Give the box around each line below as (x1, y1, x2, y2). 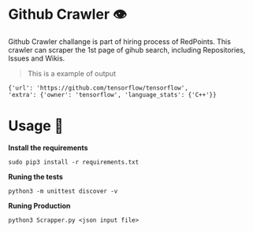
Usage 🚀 (8, 117, 64, 135)
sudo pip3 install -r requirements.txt (8, 158, 140, 166)
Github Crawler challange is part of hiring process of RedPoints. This (8, 36, 231, 46)
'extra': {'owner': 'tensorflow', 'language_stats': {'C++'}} (8, 90, 217, 98)
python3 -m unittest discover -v (8, 187, 118, 195)
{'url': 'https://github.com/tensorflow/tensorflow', (8, 83, 189, 92)
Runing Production (8, 201, 71, 210)
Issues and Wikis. (8, 53, 65, 63)
